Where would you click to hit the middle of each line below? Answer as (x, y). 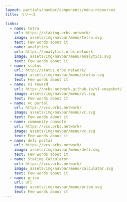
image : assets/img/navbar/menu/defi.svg (57, 150)
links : (12, 24)
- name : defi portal (31, 140)
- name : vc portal (29, 103)
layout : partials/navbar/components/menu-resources (60, 10)
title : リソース (21, 15)
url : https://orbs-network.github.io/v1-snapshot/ (68, 89)
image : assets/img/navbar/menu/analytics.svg (63, 56)
